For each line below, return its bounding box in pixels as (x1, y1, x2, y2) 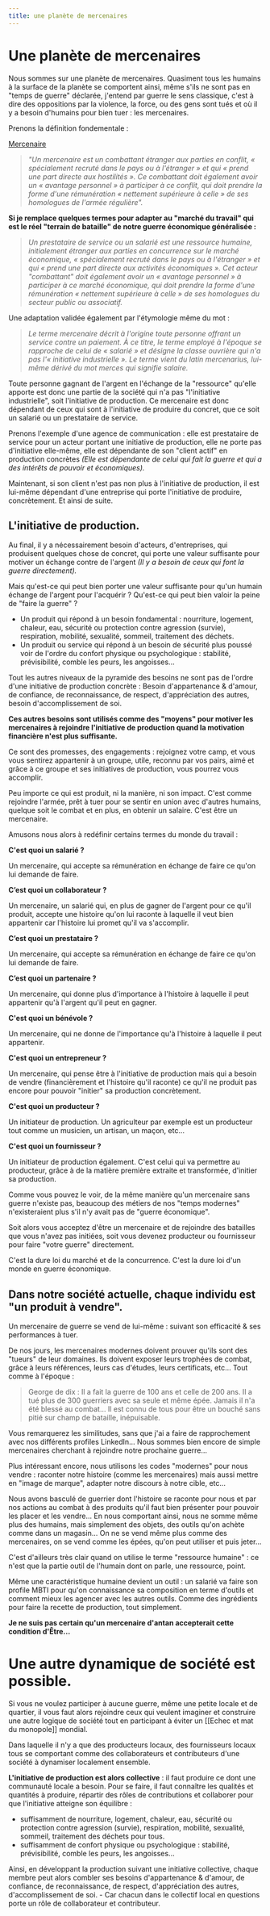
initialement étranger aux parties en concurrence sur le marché (27, 245, 239, 255)
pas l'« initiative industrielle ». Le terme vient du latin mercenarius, (27, 354, 250, 364)
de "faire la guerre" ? (8, 599, 78, 609)
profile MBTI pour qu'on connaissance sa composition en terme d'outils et (8, 1585, 254, 1595)
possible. (8, 1672, 73, 1691)
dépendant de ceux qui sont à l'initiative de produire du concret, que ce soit (8, 404, 260, 414)
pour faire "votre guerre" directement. (8, 1240, 135, 1249)
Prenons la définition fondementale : (8, 123, 129, 133)
